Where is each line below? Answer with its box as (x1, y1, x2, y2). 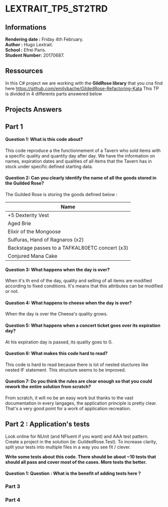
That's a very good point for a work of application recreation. (5, 406, 131, 412)
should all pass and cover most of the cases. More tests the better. (5, 459, 147, 465)
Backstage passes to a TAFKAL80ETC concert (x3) (8, 244, 129, 251)
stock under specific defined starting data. (5, 163, 93, 170)
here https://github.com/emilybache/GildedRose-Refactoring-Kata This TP (5, 85, 159, 91)
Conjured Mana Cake (8, 253, 58, 259)
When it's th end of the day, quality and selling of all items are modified (5, 278, 152, 284)
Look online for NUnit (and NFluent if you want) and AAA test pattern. (5, 433, 149, 439)
